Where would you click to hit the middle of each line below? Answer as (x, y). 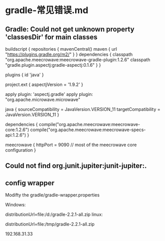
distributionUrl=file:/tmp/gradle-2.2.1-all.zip (50, 224)
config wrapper (30, 183)
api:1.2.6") (16, 135)
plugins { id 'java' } (25, 75)
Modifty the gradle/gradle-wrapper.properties (52, 195)
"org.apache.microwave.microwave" (43, 99)
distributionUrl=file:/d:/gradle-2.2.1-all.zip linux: (54, 214)
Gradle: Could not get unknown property (70, 29)
